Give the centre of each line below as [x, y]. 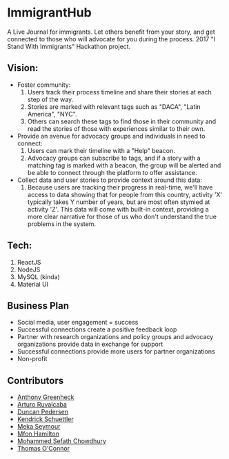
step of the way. [50, 99]
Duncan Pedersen [43, 412]
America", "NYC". [52, 114]
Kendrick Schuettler [45, 419]
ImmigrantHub [49, 13]
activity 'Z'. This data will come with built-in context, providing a [118, 209]
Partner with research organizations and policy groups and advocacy [115, 337]
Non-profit [32, 359]
